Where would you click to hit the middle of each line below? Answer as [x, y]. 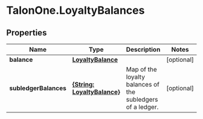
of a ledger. [142, 107]
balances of [143, 84]
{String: [83, 84]
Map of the [141, 69]
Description [143, 50]
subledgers [142, 99]
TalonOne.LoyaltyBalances [76, 11]
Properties [27, 33]
